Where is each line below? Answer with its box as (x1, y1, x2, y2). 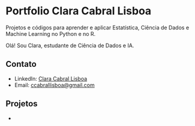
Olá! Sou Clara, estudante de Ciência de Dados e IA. (5, 42, 134, 49)
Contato (5, 59, 37, 69)
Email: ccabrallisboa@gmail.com (14, 81, 95, 88)
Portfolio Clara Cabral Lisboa (5, 4, 152, 18)
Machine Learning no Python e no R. (5, 30, 96, 37)
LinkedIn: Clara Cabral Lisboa (14, 75, 88, 82)
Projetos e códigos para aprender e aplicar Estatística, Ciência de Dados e (5, 24, 190, 31)
